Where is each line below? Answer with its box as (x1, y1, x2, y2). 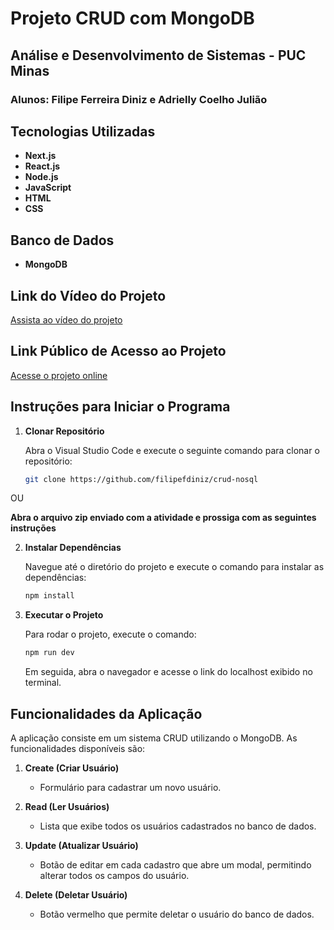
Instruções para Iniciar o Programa (10, 398, 231, 416)
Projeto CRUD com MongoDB (10, 7, 255, 30)
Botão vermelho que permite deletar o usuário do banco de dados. (39, 908, 315, 920)
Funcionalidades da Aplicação (10, 705, 203, 722)
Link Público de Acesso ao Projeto (10, 343, 227, 360)
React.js (24, 160, 61, 172)
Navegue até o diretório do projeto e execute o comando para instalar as (24, 561, 325, 573)
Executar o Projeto (24, 609, 104, 621)
